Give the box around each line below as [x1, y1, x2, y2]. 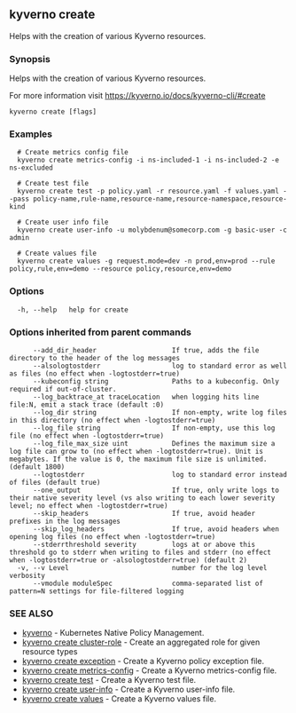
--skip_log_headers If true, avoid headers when [32, 525, 279, 534]
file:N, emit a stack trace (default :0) [9, 400, 165, 409]
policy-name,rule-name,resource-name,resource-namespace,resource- [32, 194, 288, 203]
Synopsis [9, 52, 51, 65]
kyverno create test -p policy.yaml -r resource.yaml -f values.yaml [17, 186, 279, 196]
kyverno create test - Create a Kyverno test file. [21, 675, 197, 685]
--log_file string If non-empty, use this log [32, 424, 276, 432]
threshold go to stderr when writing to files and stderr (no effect [9, 548, 272, 557]
